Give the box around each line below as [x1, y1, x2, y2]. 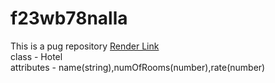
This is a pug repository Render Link [10, 40, 160, 52]
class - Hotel [10, 50, 63, 62]
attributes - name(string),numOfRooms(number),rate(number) [10, 61, 266, 73]
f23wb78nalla [10, 7, 128, 30]
